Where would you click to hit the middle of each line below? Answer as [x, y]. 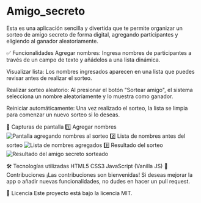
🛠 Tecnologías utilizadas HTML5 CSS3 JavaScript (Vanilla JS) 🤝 [87, 166]
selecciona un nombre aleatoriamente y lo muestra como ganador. [90, 96]
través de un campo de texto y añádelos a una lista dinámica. [83, 60]
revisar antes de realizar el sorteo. [49, 78]
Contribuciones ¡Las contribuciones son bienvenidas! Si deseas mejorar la [100, 174]
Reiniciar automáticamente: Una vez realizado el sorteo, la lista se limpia [97, 108]
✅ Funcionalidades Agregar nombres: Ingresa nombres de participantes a [99, 52]
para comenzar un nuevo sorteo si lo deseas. [63, 115]
